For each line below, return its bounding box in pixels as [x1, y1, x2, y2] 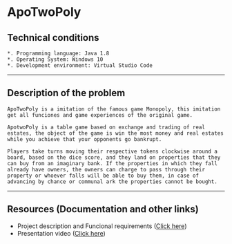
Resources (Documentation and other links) [7, 203, 199, 215]
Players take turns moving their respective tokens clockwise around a [7, 148, 217, 155]
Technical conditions [7, 32, 99, 44]
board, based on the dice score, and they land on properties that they [7, 153, 221, 161]
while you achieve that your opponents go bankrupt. [7, 135, 162, 142]
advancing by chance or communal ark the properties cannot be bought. [7, 178, 217, 185]
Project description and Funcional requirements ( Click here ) [17, 222, 187, 230]
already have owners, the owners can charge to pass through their [7, 166, 206, 173]
